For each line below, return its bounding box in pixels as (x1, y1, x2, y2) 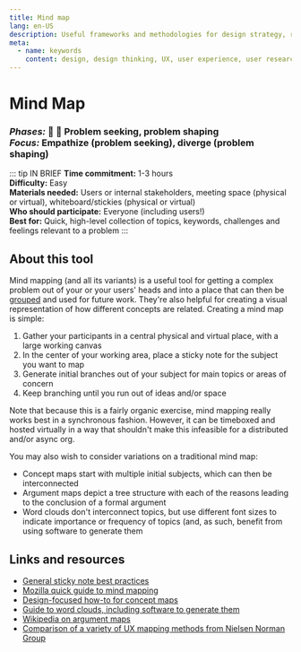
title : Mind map (9, 13, 70, 22)
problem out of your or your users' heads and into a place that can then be (9, 284, 285, 296)
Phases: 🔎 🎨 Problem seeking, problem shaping (9, 126, 219, 138)
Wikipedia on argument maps (21, 613, 132, 624)
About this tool (9, 251, 94, 266)
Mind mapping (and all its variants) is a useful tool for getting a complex (9, 275, 274, 286)
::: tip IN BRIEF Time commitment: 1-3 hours (9, 168, 173, 179)
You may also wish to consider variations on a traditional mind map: (9, 451, 258, 462)
